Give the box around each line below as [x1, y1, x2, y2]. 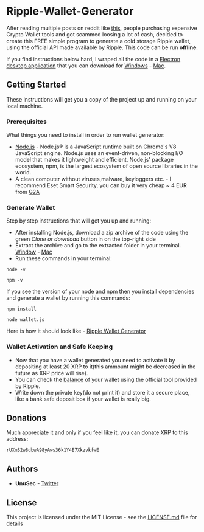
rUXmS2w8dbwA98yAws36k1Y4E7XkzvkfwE [6, 447, 99, 454]
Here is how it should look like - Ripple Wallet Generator [6, 327, 146, 335]
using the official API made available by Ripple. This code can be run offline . [6, 44, 198, 51]
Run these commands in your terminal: [15, 255, 113, 262]
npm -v [6, 277, 23, 283]
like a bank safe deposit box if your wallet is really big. [15, 395, 151, 402]
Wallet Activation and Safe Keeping [6, 342, 113, 351]
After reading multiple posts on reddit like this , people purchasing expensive [6, 24, 197, 32]
